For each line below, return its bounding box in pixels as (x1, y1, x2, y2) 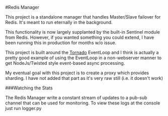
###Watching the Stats (5, 85, 53, 91)
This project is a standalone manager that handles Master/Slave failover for (5, 14, 161, 20)
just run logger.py (5, 105, 42, 111)
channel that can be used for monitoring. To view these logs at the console (5, 100, 160, 106)
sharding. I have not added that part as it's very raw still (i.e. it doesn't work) (5, 75, 163, 81)
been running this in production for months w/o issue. (5, 40, 117, 46)
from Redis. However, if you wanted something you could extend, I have (5, 35, 154, 40)
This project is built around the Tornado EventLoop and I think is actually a (5, 50, 159, 55)
